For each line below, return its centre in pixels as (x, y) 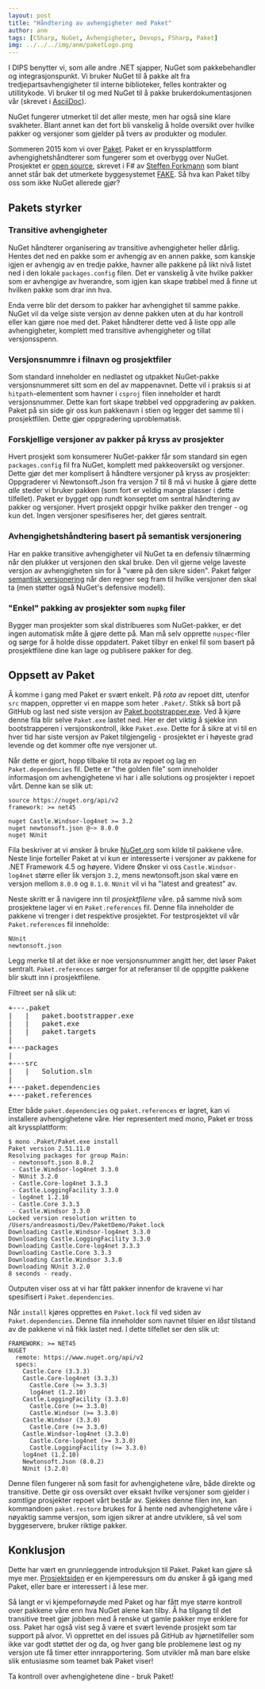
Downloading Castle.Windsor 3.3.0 (65, 1260)
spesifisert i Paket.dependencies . (61, 1297)
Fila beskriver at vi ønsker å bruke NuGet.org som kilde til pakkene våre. (126, 849)
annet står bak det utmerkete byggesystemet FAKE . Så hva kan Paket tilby (129, 175)
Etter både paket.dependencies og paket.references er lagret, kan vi (119, 1110)
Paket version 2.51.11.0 (49, 1148)
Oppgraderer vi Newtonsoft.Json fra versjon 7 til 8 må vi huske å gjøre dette (132, 482)
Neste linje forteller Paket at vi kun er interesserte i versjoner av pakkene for (132, 858)
